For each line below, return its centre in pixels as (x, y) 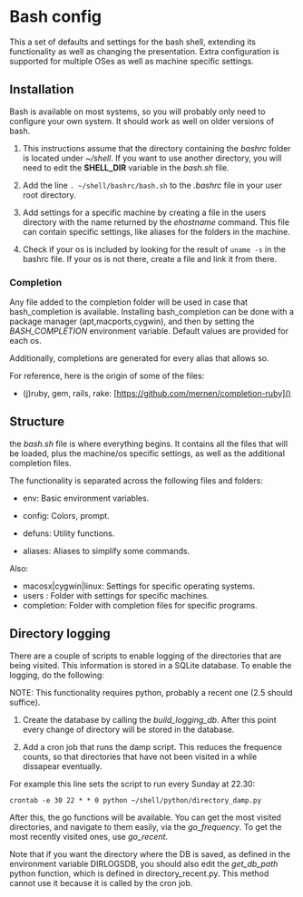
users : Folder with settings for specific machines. (116, 595)
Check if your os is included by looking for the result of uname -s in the (154, 249)
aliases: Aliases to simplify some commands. (106, 551)
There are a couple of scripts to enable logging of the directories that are (146, 656)
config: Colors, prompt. (66, 515)
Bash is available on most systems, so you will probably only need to (137, 112)
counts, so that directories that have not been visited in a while (140, 756)
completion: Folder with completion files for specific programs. (140, 605)
